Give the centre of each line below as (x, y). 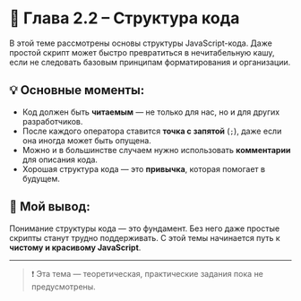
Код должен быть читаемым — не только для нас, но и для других (151, 112)
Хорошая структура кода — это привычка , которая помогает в (144, 168)
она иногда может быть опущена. (87, 140)
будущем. (41, 178)
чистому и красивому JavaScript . (75, 247)
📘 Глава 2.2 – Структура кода (125, 18)
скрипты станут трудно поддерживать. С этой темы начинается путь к (145, 237)
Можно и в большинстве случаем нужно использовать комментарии (156, 150)
